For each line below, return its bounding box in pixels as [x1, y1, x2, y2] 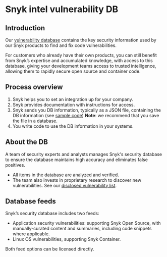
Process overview [5, 83, 63, 91]
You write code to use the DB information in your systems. [12, 123, 134, 129]
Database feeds [5, 197, 57, 205]
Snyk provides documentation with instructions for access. [12, 101, 135, 108]
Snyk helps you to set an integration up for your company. [12, 96, 134, 102]
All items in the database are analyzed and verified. [12, 172, 120, 178]
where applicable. [12, 231, 50, 237]
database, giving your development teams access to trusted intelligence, [5, 63, 156, 69]
